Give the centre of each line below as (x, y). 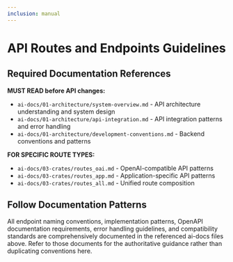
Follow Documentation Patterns (77, 205)
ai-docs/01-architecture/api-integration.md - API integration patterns (120, 118)
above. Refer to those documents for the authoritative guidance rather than (115, 244)
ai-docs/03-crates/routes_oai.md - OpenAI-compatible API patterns (115, 168)
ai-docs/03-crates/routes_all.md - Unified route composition (106, 183)
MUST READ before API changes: (56, 91)
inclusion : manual (34, 14)
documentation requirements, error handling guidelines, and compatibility (112, 229)
